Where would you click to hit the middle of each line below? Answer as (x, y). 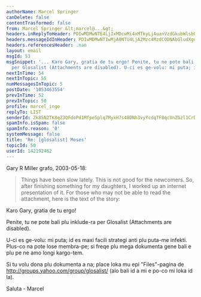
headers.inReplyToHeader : (38, 34)
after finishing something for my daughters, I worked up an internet (103, 186)
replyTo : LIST (24, 112)
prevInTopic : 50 (26, 101)
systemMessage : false (33, 134)
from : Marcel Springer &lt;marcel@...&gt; (60, 28)
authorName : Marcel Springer (42, 12)
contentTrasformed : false (38, 23)
